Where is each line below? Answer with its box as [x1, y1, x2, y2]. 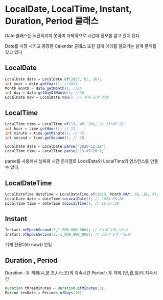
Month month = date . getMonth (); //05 [5, 86, 82, 91]
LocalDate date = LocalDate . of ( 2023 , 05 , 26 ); [5, 77, 102, 82]
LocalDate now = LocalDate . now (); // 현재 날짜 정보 [5, 95, 109, 100]
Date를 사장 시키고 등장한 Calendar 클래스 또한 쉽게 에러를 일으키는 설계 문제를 [5, 43, 157, 49]
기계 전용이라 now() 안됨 [5, 242, 52, 247]
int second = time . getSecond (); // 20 [5, 135, 84, 140]
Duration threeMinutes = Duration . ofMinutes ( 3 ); [5, 286, 106, 291]
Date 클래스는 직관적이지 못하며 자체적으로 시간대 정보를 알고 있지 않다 [5, 32, 140, 38]
